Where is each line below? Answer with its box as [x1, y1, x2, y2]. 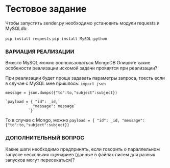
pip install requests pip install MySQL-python [5, 36, 107, 41]
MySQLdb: [5, 25, 28, 31]
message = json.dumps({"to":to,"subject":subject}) [5, 90, 117, 95]
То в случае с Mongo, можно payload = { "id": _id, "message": [5, 117, 145, 123]
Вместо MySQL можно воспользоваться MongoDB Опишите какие [5, 60, 151, 66]
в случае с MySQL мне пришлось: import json [5, 80, 106, 87]
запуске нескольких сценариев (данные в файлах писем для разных [5, 151, 156, 157]
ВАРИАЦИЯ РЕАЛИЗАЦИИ [5, 48, 75, 55]
